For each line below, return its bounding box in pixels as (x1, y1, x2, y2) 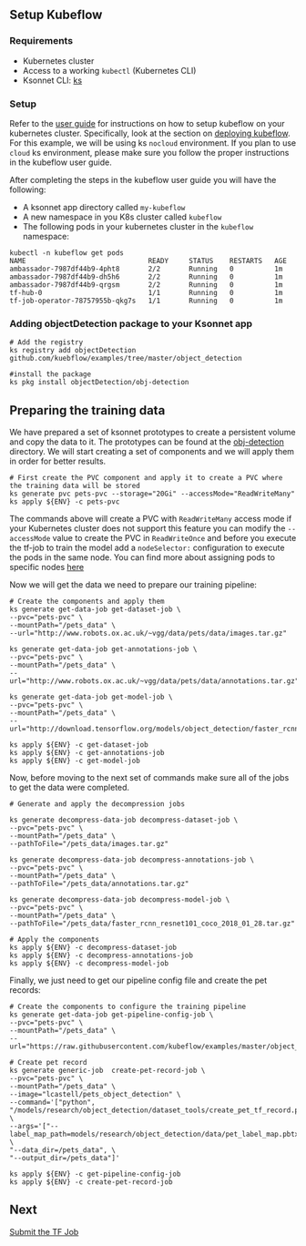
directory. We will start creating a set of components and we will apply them (9, 446, 294, 457)
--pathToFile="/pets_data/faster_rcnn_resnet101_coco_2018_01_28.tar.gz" (9, 919, 296, 928)
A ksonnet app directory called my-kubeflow (22, 201, 186, 212)
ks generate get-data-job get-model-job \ (9, 692, 173, 702)
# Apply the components (9, 935, 100, 945)
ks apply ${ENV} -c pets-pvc (9, 497, 120, 506)
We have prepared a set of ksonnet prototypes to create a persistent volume (9, 427, 296, 438)
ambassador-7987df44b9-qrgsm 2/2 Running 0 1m (9, 280, 283, 290)
